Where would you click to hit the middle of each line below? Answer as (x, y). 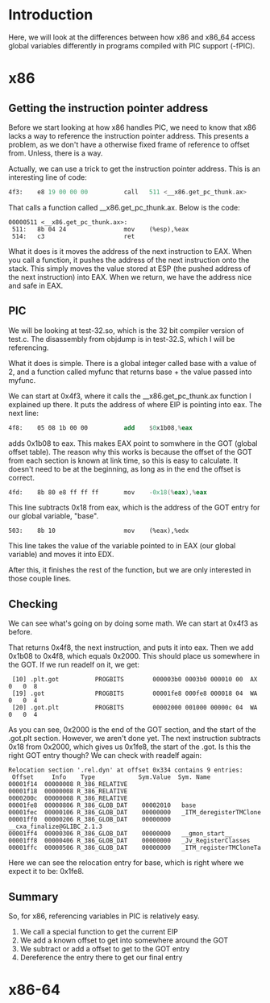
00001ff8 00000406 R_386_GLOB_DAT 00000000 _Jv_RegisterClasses (129, 841)
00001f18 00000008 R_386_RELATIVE (68, 792)
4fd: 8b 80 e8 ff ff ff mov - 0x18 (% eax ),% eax (108, 492)
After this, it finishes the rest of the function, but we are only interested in (130, 570)
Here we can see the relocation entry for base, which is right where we (126, 863)
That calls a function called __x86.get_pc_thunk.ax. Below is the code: (124, 207)
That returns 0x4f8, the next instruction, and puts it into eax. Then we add (131, 647)
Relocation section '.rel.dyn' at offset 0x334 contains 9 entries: (126, 770)
